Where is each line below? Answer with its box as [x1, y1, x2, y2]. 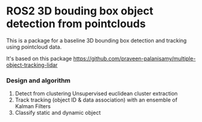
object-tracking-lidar [6, 61, 58, 69]
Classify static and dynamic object [14, 109, 101, 117]
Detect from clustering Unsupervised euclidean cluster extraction [14, 90, 178, 97]
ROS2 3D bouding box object [6, 4, 154, 18]
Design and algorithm [6, 76, 71, 85]
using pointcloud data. [6, 43, 62, 50]
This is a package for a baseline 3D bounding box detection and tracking [6, 37, 187, 44]
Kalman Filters [14, 103, 51, 110]
